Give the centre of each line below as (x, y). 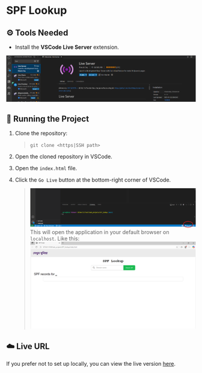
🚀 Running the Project (47, 119)
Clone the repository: (41, 133)
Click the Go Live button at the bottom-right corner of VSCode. (93, 180)
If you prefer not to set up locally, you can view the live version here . (91, 364)
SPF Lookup (37, 11)
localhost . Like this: (55, 239)
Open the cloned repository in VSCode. (63, 156)
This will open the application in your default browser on (99, 232)
